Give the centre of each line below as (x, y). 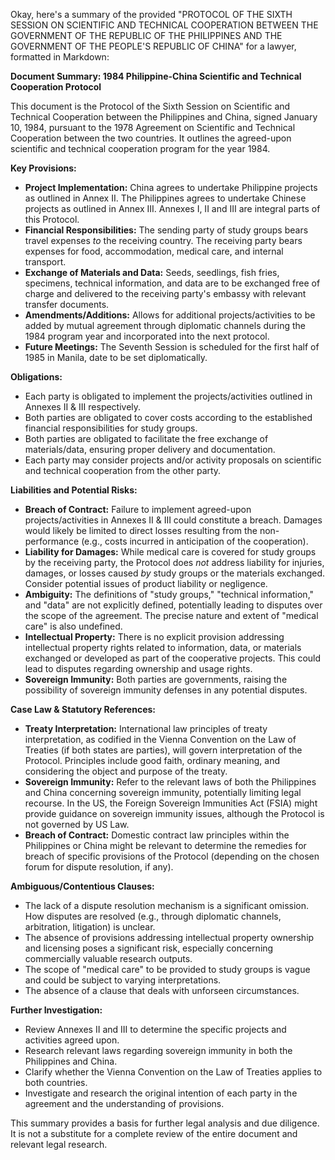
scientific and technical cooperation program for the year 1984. (140, 148)
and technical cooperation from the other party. (123, 470)
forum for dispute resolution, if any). (99, 867)
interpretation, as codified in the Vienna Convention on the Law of (160, 739)
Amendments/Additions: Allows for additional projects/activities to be (170, 315)
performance (52, 541)
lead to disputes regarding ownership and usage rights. (138, 668)
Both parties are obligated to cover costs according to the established (168, 417)
